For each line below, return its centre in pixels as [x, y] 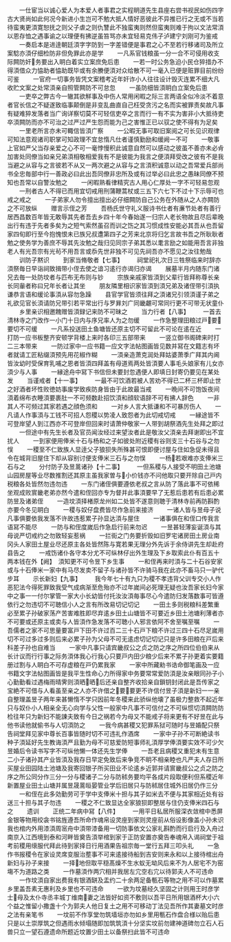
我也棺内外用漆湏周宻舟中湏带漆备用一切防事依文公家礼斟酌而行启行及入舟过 [115, 828]
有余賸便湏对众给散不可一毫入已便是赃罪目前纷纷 [154, 70]
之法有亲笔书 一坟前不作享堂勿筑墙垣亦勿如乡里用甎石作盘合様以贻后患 [113, 914]
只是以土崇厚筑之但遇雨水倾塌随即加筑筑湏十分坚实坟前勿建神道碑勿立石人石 [115, 923]
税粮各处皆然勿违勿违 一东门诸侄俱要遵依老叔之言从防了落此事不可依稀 [113, 484]
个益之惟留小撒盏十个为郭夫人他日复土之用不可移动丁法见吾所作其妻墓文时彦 [115, 906]
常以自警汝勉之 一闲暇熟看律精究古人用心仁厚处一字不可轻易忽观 [122, 182]
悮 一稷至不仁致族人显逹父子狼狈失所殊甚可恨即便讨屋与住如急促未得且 [113, 449]
